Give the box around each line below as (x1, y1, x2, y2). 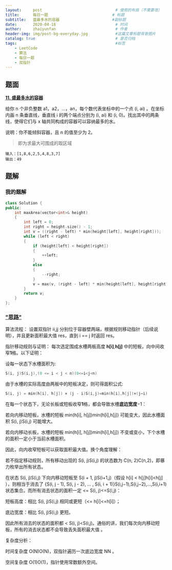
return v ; (24, 291, 45, 296)
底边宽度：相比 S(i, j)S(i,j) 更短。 (5, 509, 73, 515)
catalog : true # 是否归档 (5, 36, 136, 41)
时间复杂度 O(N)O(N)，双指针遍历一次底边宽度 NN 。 (5, 548, 117, 555)
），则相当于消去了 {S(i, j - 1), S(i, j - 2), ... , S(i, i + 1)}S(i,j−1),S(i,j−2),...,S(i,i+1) (5, 481, 167, 487)
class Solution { (5, 200, 42, 205)
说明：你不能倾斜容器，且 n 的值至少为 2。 (5, 129, 96, 136)
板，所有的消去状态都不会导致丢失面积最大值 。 (5, 526, 105, 533)
